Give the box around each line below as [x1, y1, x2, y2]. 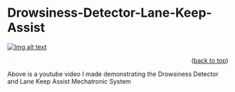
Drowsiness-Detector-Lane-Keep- [7, 5, 213, 21]
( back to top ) [191, 56, 229, 64]
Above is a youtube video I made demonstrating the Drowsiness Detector [7, 70, 219, 78]
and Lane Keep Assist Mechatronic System [7, 77, 131, 85]
